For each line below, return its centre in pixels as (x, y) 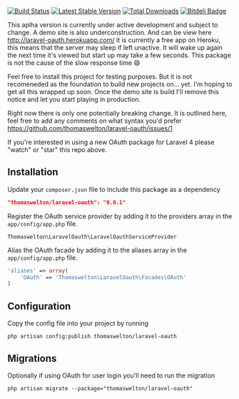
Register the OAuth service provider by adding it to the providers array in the (120, 216)
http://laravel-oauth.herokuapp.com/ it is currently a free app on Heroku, (114, 40)
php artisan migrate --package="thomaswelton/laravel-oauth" (100, 388)
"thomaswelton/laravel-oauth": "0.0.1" (67, 202)
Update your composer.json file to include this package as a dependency (114, 189)
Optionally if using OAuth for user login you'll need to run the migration (111, 375)
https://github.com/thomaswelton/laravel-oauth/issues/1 (90, 128)
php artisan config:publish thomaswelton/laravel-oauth (92, 337)
